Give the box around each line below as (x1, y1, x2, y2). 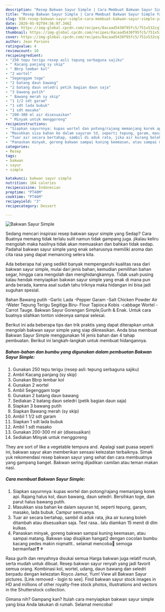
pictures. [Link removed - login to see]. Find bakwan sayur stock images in (5, 576, 156, 583)
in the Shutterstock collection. (5, 587, 66, 593)
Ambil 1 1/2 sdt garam (12, 413, 56, 419)
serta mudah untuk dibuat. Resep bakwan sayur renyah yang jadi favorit (5, 561, 151, 567)
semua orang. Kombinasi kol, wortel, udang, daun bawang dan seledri (5, 566, 146, 572)
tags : (5, 153, 17, 158)
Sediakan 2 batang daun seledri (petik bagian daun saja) (12, 398, 127, 404)
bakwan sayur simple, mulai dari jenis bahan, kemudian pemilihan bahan (5, 266, 151, 272)
